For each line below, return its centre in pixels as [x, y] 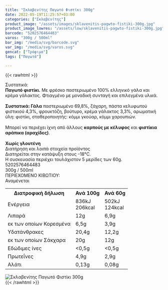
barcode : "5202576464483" [32, 33]
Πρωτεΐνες [21, 256]
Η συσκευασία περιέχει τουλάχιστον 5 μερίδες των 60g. [64, 160]
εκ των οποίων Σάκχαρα [37, 240]
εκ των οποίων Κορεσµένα [39, 224]
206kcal [85, 208]
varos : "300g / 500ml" [29, 38]
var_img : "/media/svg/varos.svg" [40, 47]
